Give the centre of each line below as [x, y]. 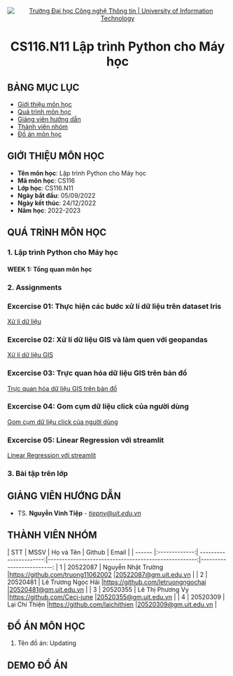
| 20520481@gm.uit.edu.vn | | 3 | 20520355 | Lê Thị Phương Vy [98, 589]
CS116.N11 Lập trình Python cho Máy [118, 47]
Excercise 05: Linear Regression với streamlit [86, 440]
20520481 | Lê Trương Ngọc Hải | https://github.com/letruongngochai [107, 582]
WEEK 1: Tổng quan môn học [50, 269]
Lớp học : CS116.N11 [45, 188]
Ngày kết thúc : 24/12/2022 [57, 203]
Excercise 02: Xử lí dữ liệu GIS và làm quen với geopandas [107, 339]
